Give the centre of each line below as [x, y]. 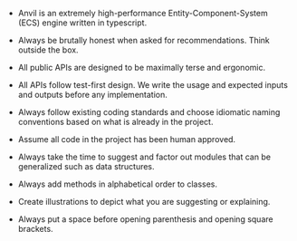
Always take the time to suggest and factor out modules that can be [144, 157]
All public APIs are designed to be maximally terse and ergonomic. [141, 67]
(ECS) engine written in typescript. [82, 23]
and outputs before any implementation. [92, 95]
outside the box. [48, 50]
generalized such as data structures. [86, 166]
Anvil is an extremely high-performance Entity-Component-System [143, 13]
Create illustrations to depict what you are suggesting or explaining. [144, 202]
